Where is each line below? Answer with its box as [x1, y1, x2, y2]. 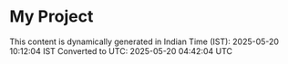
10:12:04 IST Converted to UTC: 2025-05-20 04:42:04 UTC [9, 45, 233, 56]
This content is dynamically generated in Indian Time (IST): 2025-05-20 [9, 36, 280, 47]
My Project [9, 6, 94, 27]
